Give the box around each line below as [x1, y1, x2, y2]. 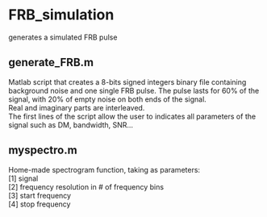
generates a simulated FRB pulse [8, 32, 118, 42]
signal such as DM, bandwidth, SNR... [8, 119, 134, 130]
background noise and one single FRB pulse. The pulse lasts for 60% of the [8, 86, 260, 95]
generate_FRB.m [8, 56, 94, 69]
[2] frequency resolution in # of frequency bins [8, 182, 164, 191]
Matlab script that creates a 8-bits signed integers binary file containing [8, 77, 247, 86]
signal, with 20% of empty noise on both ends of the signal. [8, 94, 207, 104]
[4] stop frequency [8, 199, 71, 209]
